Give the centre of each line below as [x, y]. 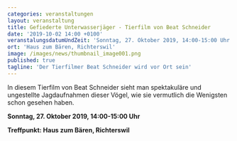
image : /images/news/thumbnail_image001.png [74, 54]
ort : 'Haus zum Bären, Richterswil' [61, 47]
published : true [31, 61]
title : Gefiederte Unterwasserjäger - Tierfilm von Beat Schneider [109, 27]
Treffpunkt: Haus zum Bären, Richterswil [68, 130]
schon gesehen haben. [41, 102]
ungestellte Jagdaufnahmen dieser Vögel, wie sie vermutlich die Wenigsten [117, 95]
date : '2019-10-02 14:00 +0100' [55, 34]
